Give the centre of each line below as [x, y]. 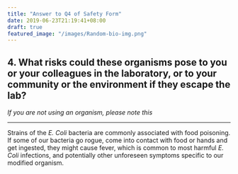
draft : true [25, 27]
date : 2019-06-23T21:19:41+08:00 [57, 21]
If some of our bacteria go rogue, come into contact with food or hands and [118, 140]
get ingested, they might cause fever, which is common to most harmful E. [116, 148]
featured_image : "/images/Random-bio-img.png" [77, 34]
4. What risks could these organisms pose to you [118, 62]
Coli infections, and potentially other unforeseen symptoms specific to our [115, 156]
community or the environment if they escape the [119, 85]
